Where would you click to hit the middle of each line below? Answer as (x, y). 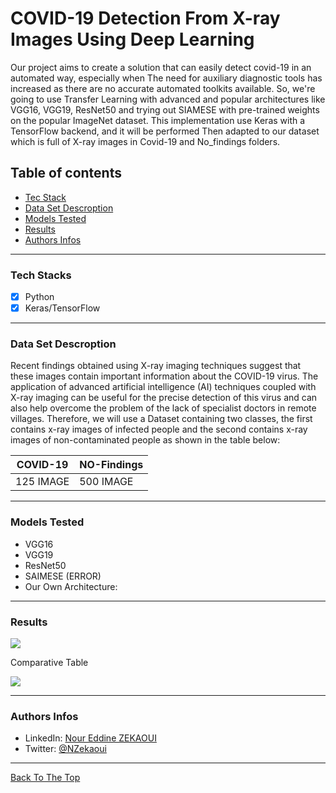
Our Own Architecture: (71, 586)
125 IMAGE (42, 482)
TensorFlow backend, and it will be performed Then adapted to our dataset (165, 131)
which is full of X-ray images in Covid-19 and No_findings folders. (145, 141)
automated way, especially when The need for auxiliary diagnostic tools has (166, 78)
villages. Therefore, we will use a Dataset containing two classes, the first (161, 419)
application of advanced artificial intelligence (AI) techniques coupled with (163, 387)
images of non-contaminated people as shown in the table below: (145, 440)
